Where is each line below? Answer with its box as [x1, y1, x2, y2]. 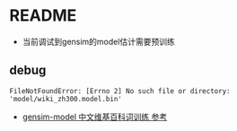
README [9, 5, 77, 26]
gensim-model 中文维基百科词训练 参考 [22, 111, 168, 122]
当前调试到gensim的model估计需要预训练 [22, 36, 175, 47]
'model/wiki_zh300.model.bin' [9, 94, 123, 103]
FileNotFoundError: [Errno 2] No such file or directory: [9, 86, 231, 95]
